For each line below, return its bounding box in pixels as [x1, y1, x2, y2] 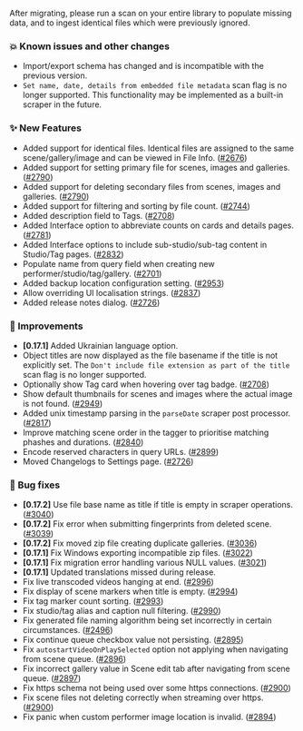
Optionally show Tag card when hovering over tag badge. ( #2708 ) [22, 379, 270, 390]
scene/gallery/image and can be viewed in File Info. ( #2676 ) [22, 152, 248, 163]
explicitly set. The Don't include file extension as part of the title [22, 359, 290, 370]
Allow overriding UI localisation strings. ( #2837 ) [22, 287, 201, 298]
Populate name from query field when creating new [22, 258, 215, 269]
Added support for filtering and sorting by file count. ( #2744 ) [22, 200, 251, 212]
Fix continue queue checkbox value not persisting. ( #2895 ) [22, 635, 244, 646]
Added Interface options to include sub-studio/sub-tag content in [22, 239, 268, 250]
